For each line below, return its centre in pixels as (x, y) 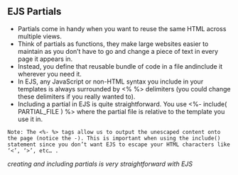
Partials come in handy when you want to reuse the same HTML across (122, 28)
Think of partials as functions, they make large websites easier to (113, 44)
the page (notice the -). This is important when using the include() (114, 138)
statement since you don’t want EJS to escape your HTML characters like (119, 145)
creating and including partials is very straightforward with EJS (100, 164)
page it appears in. (45, 59)
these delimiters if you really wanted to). (76, 96)
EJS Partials (34, 12)
